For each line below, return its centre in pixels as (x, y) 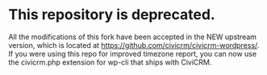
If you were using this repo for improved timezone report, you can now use (132, 53)
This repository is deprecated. (112, 15)
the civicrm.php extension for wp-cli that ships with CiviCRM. (110, 62)
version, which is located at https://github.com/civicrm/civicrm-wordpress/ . (134, 45)
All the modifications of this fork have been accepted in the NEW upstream (132, 37)
